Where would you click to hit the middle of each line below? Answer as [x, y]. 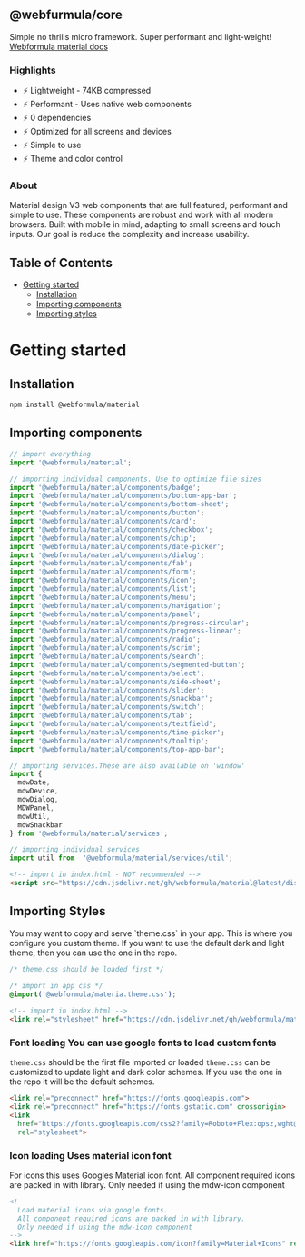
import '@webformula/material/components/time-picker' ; [117, 732]
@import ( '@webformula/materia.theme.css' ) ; [93, 994]
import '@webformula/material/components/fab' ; [101, 564]
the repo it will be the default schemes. [82, 1082]
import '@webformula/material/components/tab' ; [101, 716]
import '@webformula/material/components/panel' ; [105, 614]
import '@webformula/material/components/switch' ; [107, 707]
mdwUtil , [34, 816]
